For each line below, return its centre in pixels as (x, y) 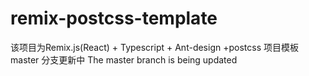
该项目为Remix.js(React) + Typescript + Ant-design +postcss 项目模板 (154, 47)
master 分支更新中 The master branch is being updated (124, 59)
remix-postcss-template (114, 18)
